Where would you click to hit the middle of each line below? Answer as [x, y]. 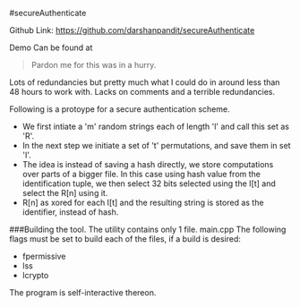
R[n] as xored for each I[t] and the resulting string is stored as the [143, 202]
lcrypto [35, 275]
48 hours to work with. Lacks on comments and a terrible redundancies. [142, 92]
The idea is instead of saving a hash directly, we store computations [148, 164]
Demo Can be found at [51, 47]
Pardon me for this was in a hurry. [94, 65]
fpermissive [44, 256]
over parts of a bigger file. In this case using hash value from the [141, 174]
